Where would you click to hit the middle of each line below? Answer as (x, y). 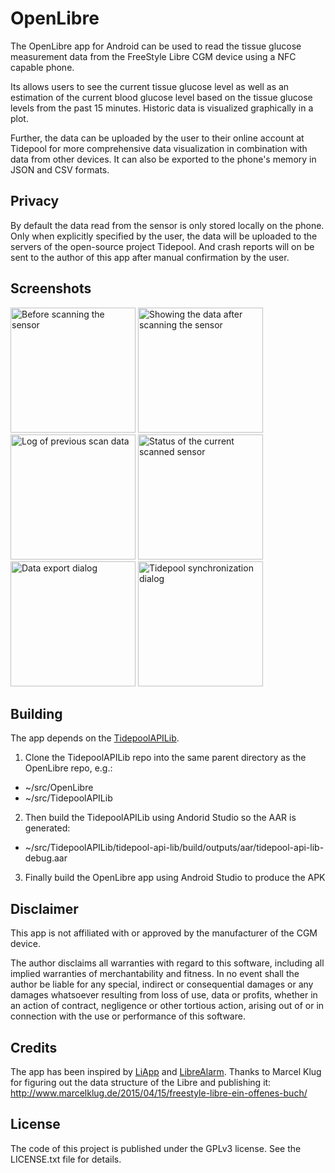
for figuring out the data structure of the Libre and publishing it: (141, 1082)
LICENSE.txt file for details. (66, 1159)
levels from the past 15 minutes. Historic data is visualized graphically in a (162, 108)
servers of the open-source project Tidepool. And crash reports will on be (162, 246)
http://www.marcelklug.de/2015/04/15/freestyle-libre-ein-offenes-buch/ (159, 1093)
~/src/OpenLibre (59, 788)
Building (36, 713)
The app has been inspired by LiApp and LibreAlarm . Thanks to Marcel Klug (166, 1071)
